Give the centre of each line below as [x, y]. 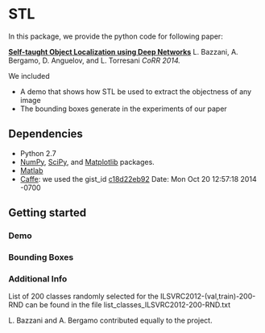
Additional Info [38, 278]
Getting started [48, 213]
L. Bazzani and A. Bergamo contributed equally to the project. [110, 321]
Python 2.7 [38, 153]
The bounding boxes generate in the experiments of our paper [123, 109]
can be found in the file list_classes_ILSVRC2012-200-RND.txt [128, 305]
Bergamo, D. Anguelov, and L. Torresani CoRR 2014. [95, 60]
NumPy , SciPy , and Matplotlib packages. [87, 162]
